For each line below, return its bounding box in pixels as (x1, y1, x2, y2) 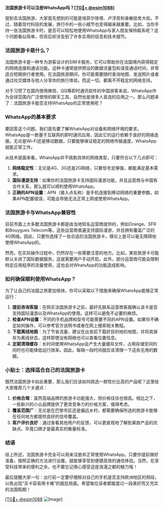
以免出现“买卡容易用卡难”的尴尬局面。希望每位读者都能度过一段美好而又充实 (5, 480, 159, 486)
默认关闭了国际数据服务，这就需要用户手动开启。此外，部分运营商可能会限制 (5, 256, 159, 262)
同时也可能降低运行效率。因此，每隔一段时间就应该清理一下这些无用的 (12, 347, 154, 353)
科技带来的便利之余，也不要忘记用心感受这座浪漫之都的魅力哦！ (9, 463, 138, 470)
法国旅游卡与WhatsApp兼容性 (5, 209, 76, 216)
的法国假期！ (5, 486, 31, 492)
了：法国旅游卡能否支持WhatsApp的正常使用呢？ (5, 100, 103, 106)
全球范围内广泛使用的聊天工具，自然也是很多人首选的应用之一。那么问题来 (9, 94, 159, 100)
